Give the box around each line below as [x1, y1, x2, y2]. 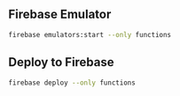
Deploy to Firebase [8, 55, 114, 70]
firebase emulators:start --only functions [8, 30, 172, 39]
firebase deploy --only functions [8, 78, 137, 87]
